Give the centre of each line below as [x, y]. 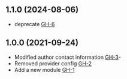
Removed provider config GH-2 [53, 63]
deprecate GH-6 [34, 24]
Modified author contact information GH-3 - [67, 57]
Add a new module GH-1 [44, 69]
